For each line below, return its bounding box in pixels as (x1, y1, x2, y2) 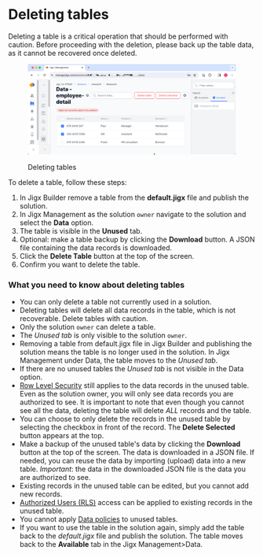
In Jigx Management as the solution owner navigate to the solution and (19, 210, 247, 219)
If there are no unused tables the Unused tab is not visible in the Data (19, 364, 244, 374)
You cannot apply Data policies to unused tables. (19, 515, 178, 524)
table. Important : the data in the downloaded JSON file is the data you (19, 464, 246, 474)
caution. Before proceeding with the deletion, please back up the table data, (8, 39, 254, 49)
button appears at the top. (19, 431, 104, 441)
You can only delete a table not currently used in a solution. (19, 297, 212, 307)
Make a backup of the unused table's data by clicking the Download (19, 439, 241, 449)
